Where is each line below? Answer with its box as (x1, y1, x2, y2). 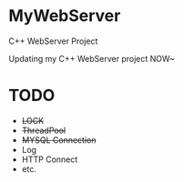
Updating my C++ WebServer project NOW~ (8, 53, 175, 64)
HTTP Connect (21, 154, 78, 165)
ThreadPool (21, 125, 66, 136)
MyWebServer (8, 5, 121, 26)
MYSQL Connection (21, 134, 97, 146)
